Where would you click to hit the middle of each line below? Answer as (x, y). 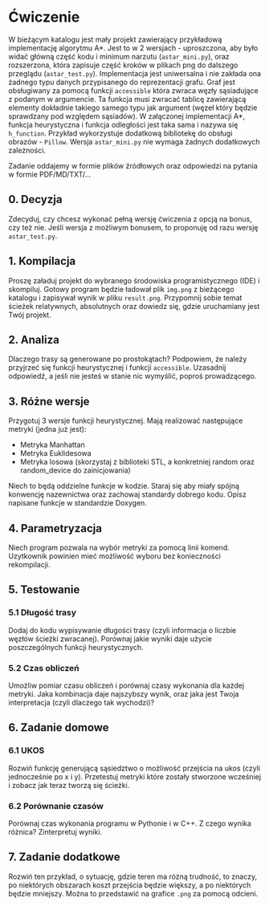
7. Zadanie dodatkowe (64, 857)
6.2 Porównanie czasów (56, 806)
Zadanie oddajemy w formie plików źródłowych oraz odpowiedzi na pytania (133, 165)
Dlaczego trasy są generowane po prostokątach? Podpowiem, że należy (128, 359)
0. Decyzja (35, 199)
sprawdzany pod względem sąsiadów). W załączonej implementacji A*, (127, 116)
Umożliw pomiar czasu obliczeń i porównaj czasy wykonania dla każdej (126, 685)
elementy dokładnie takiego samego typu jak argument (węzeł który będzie (133, 108)
